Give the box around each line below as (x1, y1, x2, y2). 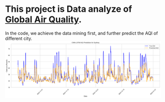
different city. (5, 35, 33, 41)
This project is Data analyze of (5, 3, 132, 15)
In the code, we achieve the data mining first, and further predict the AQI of (5, 30, 158, 36)
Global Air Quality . (5, 14, 82, 25)
